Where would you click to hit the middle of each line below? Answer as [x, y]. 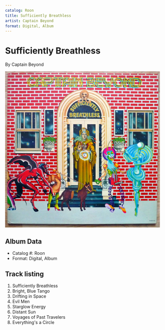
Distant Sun [24, 312]
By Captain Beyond [25, 64]
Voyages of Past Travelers [39, 317]
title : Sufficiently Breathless [38, 15]
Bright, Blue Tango [31, 291]
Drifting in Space [29, 296]
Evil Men [21, 301]
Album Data [24, 241]
